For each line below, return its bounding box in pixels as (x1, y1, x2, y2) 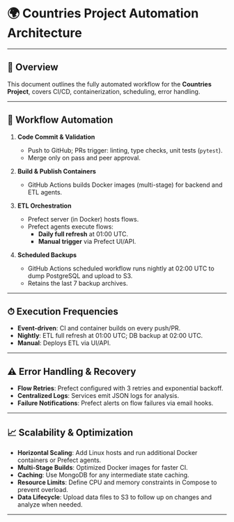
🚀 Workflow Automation (7, 114, 114, 126)
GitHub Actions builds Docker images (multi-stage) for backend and (27, 181, 223, 189)
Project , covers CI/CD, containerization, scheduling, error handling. (7, 87, 201, 95)
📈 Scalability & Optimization (7, 427, 134, 438)
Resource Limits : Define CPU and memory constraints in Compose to (17, 478, 217, 486)
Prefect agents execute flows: (27, 222, 114, 231)
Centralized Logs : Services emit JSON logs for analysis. (17, 392, 180, 400)
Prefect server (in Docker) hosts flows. (27, 215, 139, 223)
